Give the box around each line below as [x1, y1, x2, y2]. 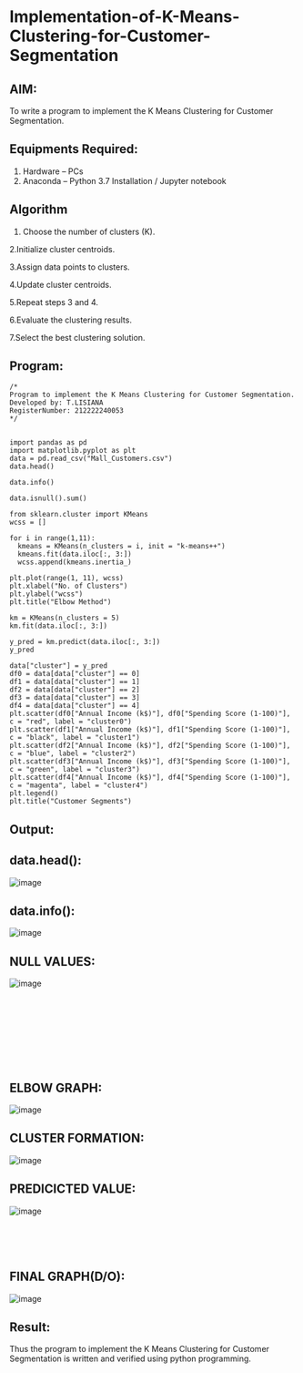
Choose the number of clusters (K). [22, 226, 156, 237]
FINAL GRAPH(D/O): [9, 1269, 126, 1285]
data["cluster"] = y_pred [9, 661, 107, 671]
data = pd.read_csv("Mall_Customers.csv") [9, 454, 173, 464]
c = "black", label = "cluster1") [9, 733, 141, 743]
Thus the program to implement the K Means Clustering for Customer [9, 1344, 270, 1355]
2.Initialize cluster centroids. [9, 243, 116, 254]
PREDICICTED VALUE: [9, 1182, 136, 1197]
